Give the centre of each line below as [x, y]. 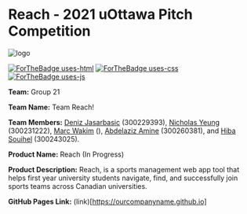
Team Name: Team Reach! [51, 107]
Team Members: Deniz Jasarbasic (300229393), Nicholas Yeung [114, 122]
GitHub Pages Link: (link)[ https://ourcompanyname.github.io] [107, 201]
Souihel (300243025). [44, 138]
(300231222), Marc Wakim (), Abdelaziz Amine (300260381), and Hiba [122, 131]
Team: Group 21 [34, 91]
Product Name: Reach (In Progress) [66, 154]
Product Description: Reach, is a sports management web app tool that [124, 169]
